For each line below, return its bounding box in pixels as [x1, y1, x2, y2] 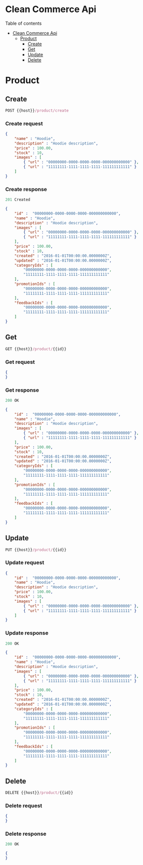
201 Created [5, 197, 30, 203]
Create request [5, 120, 43, 127]
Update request [5, 559, 44, 566]
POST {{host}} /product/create [5, 108, 69, 113]
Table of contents [5, 20, 42, 26]
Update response [5, 630, 49, 637]
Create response [5, 185, 47, 193]
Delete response [5, 830, 46, 837]
